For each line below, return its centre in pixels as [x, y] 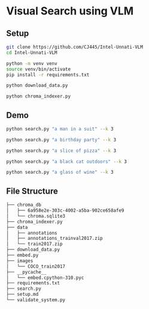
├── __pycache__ [26, 272]
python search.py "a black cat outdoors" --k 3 [67, 161]
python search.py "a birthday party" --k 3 [61, 139]
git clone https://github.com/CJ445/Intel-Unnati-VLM [75, 47]
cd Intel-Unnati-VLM [32, 52]
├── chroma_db [24, 205]
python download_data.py [37, 85]
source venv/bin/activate [38, 69]
